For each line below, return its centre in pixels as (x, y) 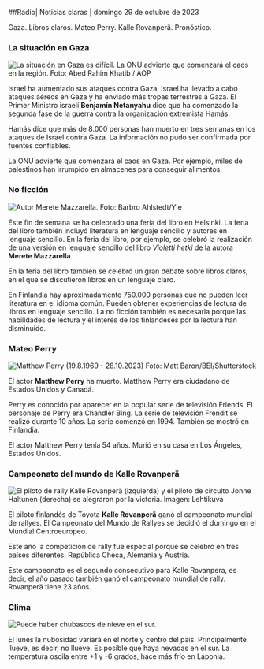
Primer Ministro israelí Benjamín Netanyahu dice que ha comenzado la (123, 106)
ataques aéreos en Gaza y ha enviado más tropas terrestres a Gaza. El (122, 97)
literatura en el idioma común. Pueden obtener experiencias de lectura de (127, 303)
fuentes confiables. (39, 146)
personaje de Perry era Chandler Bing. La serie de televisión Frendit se (123, 413)
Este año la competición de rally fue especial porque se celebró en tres (123, 547)
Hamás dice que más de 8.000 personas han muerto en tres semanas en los (132, 129)
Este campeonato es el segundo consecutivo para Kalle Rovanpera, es (123, 571)
